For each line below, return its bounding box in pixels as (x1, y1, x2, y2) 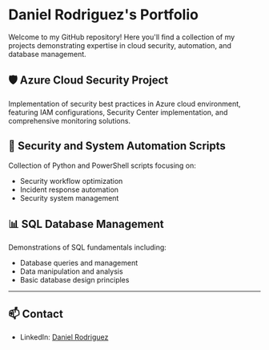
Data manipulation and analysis (19, 267, 123, 276)
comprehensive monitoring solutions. (8, 116, 130, 125)
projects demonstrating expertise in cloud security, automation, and (8, 40, 232, 50)
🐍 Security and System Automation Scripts (8, 139, 227, 153)
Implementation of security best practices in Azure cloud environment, (8, 99, 242, 108)
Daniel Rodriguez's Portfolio (8, 6, 199, 24)
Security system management (19, 193, 119, 202)
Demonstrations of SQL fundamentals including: (8, 242, 167, 252)
